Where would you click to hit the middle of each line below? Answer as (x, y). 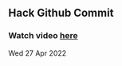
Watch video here (43, 36)
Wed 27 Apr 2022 (37, 53)
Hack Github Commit (61, 13)
